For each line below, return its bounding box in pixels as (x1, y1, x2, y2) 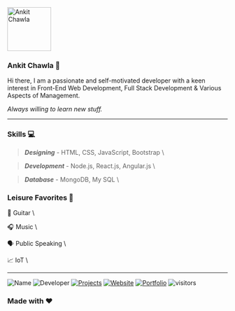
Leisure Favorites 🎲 (7, 193, 74, 202)
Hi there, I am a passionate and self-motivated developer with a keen (7, 76, 206, 85)
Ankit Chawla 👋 (7, 60, 61, 70)
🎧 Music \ (7, 222, 38, 230)
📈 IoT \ (7, 256, 29, 264)
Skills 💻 (7, 130, 36, 139)
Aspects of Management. (7, 91, 80, 100)
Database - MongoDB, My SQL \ (24, 175, 120, 184)
